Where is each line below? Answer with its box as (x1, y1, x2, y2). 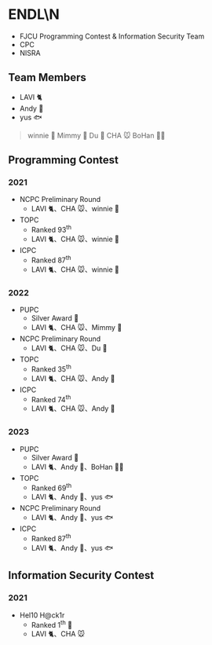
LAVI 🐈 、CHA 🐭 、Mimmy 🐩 (31, 323, 122, 332)
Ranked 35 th (31, 363, 72, 374)
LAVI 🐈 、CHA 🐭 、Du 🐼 (31, 343, 108, 353)
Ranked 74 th (31, 393, 71, 404)
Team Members (8, 71, 86, 84)
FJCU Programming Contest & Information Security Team (19, 31, 205, 41)
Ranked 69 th (31, 482, 72, 493)
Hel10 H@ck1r (19, 610, 65, 620)
